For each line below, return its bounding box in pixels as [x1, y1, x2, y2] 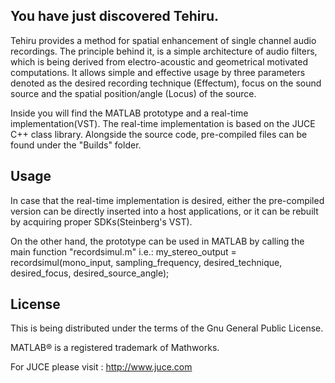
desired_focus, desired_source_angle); [10, 267, 170, 279]
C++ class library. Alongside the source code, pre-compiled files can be [10, 128, 308, 140]
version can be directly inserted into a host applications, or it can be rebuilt [10, 205, 319, 217]
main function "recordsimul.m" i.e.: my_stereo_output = [10, 245, 237, 258]
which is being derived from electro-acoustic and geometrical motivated [10, 55, 308, 68]
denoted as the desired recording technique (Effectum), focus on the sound [10, 77, 322, 89]
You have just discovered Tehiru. [10, 8, 220, 25]
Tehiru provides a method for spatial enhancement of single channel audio [10, 34, 317, 46]
